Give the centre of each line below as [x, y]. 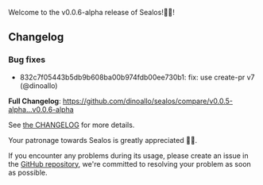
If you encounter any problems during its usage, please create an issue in [128, 156]
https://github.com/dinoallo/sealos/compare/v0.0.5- [147, 101]
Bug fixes [27, 60]
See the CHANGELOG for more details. [72, 125]
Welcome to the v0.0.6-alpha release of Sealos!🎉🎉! [91, 12]
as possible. [28, 172]
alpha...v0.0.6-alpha [41, 109]
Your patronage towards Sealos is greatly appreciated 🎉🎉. [103, 140]
